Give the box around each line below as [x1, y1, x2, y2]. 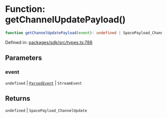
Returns [5, 94, 31, 103]
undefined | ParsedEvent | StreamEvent [5, 80, 82, 86]
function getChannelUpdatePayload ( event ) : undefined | [5, 30, 121, 35]
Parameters [5, 54, 42, 62]
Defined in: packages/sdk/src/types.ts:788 [5, 39, 93, 45]
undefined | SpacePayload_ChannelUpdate [5, 108, 87, 114]
